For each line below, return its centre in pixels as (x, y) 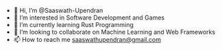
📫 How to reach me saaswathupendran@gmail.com (87, 40)
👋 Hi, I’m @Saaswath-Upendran (58, 10)
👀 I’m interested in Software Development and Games (89, 18)
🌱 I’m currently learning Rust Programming (73, 25)
